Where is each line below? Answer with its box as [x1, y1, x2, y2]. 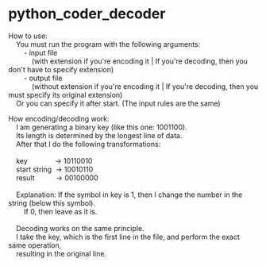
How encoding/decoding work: [8, 114, 110, 123]
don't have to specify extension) [8, 64, 114, 74]
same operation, [8, 240, 62, 250]
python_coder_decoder [8, 5, 166, 23]
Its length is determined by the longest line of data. [15, 130, 183, 140]
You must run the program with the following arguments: [15, 39, 201, 48]
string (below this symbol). [8, 198, 95, 207]
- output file [23, 73, 63, 83]
